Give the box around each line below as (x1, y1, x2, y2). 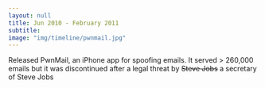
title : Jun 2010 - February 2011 (8, 19, 119, 27)
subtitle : (8, 26, 41, 34)
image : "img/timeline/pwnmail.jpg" (8, 33, 127, 42)
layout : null (8, 11, 52, 20)
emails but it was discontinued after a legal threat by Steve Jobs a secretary (8, 64, 257, 74)
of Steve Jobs (8, 72, 54, 82)
